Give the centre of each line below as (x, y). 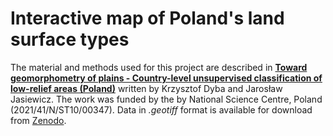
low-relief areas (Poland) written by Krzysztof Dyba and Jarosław (146, 88)
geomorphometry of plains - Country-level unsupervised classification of (166, 78)
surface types (70, 39)
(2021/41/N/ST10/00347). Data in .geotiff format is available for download (161, 109)
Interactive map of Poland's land (147, 18)
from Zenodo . (38, 120)
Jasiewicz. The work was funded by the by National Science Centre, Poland (166, 99)
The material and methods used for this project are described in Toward (159, 67)
